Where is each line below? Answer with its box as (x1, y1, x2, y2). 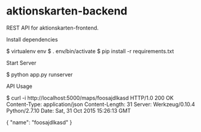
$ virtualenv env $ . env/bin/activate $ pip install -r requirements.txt (6, 47, 174, 55)
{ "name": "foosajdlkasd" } (6, 119, 72, 126)
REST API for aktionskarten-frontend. (6, 24, 99, 31)
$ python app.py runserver (6, 71, 73, 78)
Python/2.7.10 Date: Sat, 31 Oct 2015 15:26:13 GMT (6, 107, 131, 114)
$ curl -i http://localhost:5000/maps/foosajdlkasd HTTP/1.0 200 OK (6, 94, 174, 101)
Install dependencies (6, 36, 59, 43)
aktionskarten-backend (6, 4, 128, 18)
